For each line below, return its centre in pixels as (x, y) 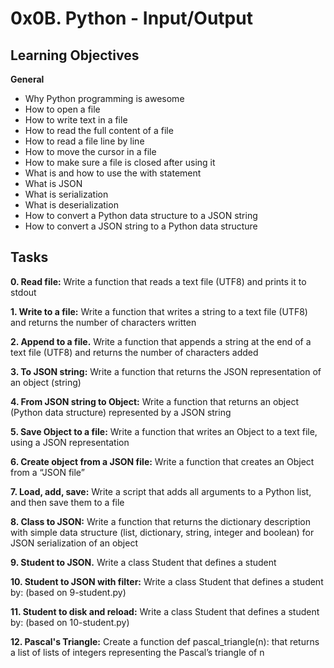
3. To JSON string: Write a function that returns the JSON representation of (166, 371)
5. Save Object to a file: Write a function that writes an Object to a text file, (164, 431)
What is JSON (53, 183)
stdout (23, 292)
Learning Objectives (75, 55)
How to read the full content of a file (99, 130)
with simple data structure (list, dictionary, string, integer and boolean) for (162, 532)
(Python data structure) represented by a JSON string (121, 412)
